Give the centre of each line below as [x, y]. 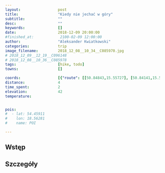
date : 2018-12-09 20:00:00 [52, 32]
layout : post [36, 10]
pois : [11, 109]
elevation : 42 [34, 91]
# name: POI [21, 123]
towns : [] [34, 69]
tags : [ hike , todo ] [45, 64]
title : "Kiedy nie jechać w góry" [59, 14]
